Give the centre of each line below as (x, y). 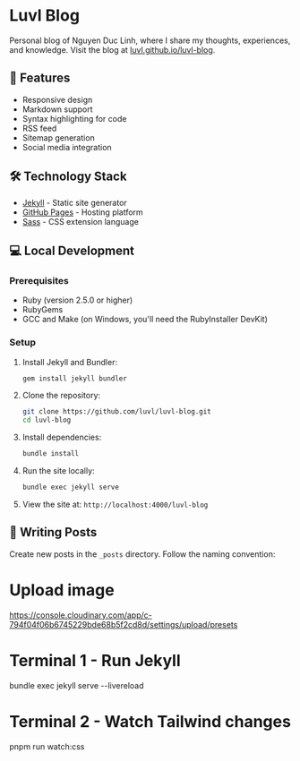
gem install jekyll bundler (74, 378)
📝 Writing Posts (53, 532)
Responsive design (57, 99)
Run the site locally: (59, 471)
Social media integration (67, 147)
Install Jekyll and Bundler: (70, 362)
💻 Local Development (72, 250)
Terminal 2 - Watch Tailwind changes (150, 721)
